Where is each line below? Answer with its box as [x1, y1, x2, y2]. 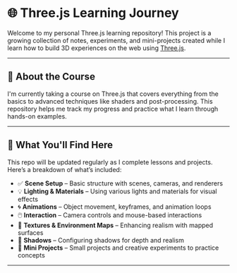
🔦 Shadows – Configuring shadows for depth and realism [17, 236, 185, 244]
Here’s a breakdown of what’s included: [7, 165, 122, 174]
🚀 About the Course [7, 71, 95, 83]
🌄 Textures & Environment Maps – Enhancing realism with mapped [17, 221, 214, 229]
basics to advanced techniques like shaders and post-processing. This [7, 97, 213, 105]
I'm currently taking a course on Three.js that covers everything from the [7, 90, 219, 98]
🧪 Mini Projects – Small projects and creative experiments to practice [17, 243, 219, 252]
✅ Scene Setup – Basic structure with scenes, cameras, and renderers [17, 178, 224, 188]
